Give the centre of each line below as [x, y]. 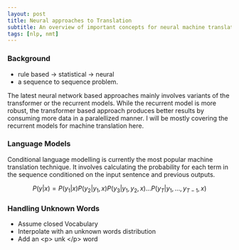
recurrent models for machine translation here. [76, 126]
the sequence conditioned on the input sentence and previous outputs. [111, 174]
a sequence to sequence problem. [68, 82]
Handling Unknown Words [54, 208]
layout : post [27, 14]
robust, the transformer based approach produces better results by [106, 110]
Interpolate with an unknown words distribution [87, 231]
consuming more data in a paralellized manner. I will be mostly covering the [118, 118]
